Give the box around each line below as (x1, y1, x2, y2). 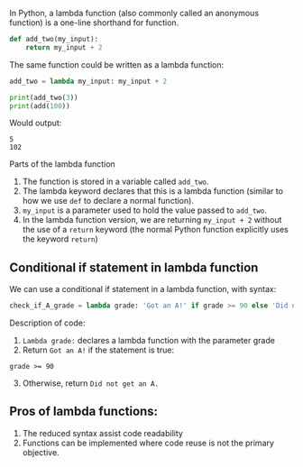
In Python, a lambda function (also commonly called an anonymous (9, 8, 260, 18)
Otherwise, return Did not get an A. (22, 378, 160, 389)
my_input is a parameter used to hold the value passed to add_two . (22, 205, 268, 215)
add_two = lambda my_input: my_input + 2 (9, 77, 168, 86)
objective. (22, 446, 60, 458)
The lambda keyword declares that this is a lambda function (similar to (22, 186, 284, 197)
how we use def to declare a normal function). (22, 196, 194, 206)
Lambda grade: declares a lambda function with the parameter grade (22, 335, 275, 346)
